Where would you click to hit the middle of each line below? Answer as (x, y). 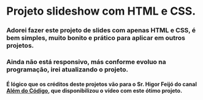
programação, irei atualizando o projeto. (67, 70)
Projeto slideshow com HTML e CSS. (101, 11)
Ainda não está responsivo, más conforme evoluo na (86, 62)
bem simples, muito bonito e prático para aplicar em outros (96, 38)
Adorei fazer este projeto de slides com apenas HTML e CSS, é (101, 30)
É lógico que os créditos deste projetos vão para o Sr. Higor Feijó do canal (102, 84)
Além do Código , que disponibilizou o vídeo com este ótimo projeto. (94, 90)
